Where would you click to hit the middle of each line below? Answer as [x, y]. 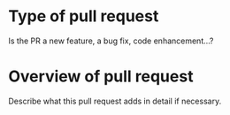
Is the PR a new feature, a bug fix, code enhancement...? [111, 41]
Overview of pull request [101, 77]
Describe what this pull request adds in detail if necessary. [115, 101]
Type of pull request [84, 16]
